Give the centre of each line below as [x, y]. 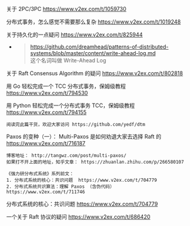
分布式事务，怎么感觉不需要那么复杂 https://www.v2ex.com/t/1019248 [94, 22]
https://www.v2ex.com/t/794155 [46, 112]
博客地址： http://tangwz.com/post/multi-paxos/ [67, 156]
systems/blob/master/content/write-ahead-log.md [93, 53]
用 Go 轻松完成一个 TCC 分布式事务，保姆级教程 [66, 86]
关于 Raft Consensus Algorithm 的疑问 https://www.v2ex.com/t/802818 [95, 73]
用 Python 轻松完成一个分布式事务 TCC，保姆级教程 [70, 105]
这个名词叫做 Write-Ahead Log [68, 60]
